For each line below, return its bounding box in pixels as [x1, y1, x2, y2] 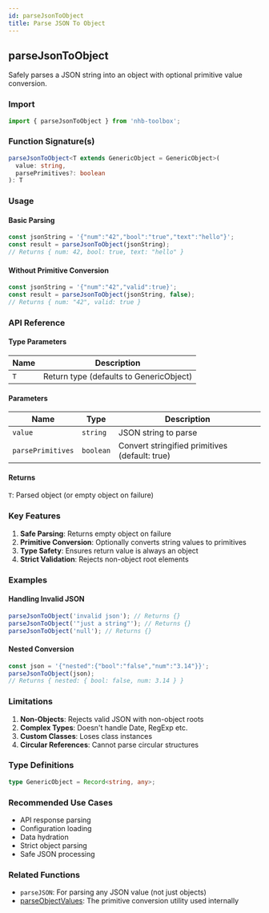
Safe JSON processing [19, 850, 95, 859]
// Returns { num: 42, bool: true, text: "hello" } [8, 248, 184, 257]
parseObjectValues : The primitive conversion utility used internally [19, 896, 239, 906]
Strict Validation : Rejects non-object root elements [19, 554, 190, 564]
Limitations [8, 696, 54, 707]
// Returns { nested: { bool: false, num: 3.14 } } [8, 677, 184, 685]
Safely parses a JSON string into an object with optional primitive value [8, 70, 243, 80]
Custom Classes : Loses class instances [19, 731, 153, 741]
